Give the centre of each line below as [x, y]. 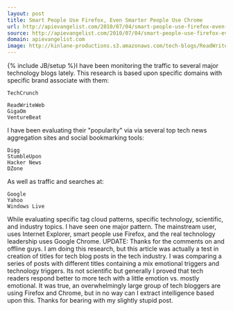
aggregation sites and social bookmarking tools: [76, 137]
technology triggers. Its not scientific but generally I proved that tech [105, 271]
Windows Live [26, 206]
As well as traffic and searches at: [55, 182]
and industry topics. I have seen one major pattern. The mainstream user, [112, 227]
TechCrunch [23, 93]
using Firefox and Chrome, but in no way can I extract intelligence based [111, 293]
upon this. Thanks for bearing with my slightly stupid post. [90, 300]
